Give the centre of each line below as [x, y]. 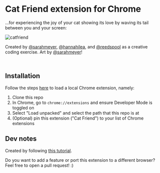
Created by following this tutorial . [39, 150]
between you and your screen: [36, 27]
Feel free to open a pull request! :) [39, 165]
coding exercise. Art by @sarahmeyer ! [44, 52]
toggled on [23, 108]
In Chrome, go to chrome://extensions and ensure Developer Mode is [82, 102]
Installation [23, 76]
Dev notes [21, 139]
